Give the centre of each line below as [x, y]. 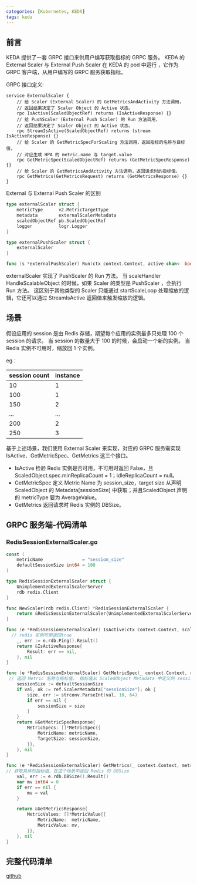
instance [67, 375]
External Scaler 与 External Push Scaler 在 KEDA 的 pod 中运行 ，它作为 [92, 65]
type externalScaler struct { [43, 204]
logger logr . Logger [52, 226]
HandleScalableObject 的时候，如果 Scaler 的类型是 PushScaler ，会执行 [94, 283]
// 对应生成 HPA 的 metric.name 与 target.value [74, 155]
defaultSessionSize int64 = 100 [56, 565]
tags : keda [19, 17]
